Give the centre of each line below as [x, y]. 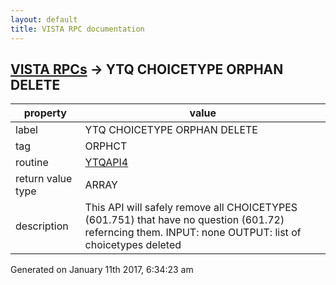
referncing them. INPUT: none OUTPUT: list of [193, 233]
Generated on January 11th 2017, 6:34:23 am [102, 270]
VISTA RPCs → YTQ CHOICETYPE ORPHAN [147, 69]
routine [32, 163]
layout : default [44, 19]
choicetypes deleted [133, 245]
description [42, 226]
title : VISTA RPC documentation [77, 29]
